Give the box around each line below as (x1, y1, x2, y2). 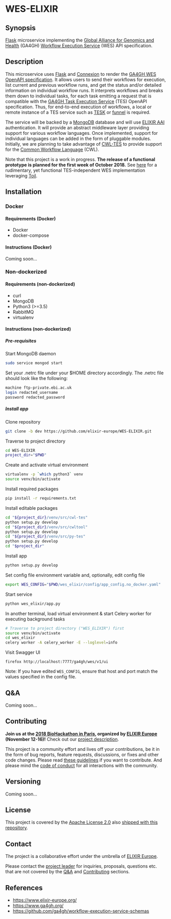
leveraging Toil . (5, 172, 38, 178)
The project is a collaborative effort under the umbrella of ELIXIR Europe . (5, 853, 158, 860)
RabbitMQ (12, 309, 34, 315)
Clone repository (5, 418, 41, 425)
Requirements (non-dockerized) (5, 281, 76, 287)
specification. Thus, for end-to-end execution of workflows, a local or (5, 104, 152, 110)
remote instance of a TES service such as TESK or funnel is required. (5, 109, 151, 115)
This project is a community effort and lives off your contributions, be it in (5, 746, 160, 752)
